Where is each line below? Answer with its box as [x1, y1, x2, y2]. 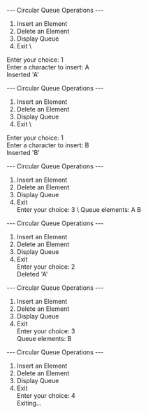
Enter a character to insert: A [6, 63, 90, 71]
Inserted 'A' [6, 70, 40, 79]
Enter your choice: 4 [16, 392, 76, 399]
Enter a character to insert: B [6, 141, 89, 149]
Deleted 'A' [16, 270, 48, 278]
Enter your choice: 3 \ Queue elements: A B [16, 206, 142, 213]
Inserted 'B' [6, 149, 40, 156]
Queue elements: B [16, 335, 72, 342]
